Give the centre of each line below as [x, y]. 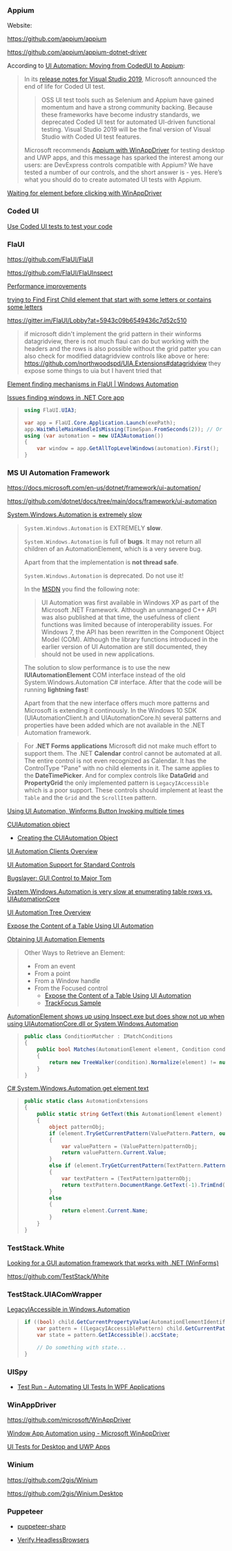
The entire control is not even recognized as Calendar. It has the [115, 761]
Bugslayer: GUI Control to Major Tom [59, 878]
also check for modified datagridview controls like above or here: [116, 356]
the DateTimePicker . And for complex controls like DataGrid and [116, 776]
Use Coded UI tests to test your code [60, 226]
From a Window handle [67, 981]
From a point [52, 973]
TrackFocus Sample [73, 1003]
